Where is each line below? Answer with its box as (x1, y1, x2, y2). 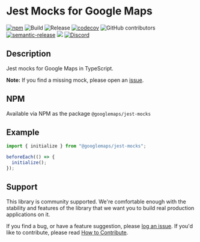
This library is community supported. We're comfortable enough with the (6, 197, 186, 205)
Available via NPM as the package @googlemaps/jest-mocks (6, 110, 151, 117)
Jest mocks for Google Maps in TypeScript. (6, 64, 114, 72)
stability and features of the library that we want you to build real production (6, 204, 195, 211)
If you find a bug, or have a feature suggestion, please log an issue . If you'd (6, 222, 193, 229)
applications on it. (6, 211, 50, 218)
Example (6, 127, 40, 137)
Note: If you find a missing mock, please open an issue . (6, 76, 144, 84)
